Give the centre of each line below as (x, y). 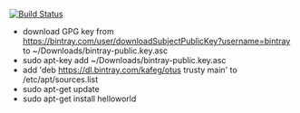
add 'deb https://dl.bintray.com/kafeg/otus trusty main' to (130, 70)
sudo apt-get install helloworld (79, 99)
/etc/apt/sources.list (60, 80)
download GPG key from (68, 31)
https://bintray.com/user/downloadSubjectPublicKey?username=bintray (156, 41)
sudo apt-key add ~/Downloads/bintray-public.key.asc (124, 60)
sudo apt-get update (61, 89)
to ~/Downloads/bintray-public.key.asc (95, 51)
